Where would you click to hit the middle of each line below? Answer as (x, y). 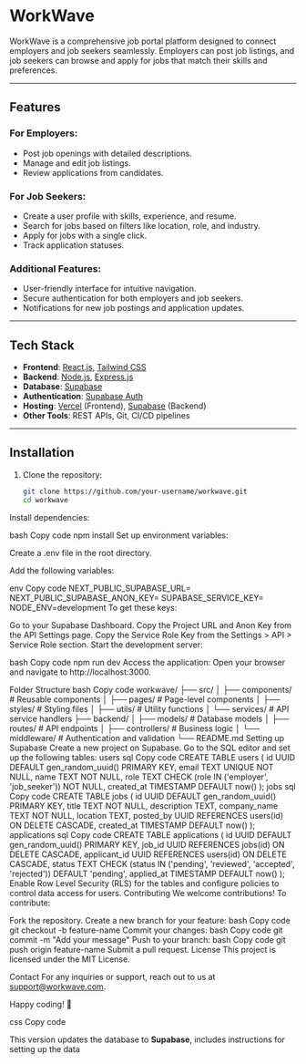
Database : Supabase (62, 387)
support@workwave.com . (58, 987)
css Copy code (38, 1021)
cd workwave (45, 500)
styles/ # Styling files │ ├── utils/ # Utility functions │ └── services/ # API (149, 708)
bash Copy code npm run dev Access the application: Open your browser (148, 662)
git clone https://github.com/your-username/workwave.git (135, 491)
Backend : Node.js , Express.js (78, 377)
